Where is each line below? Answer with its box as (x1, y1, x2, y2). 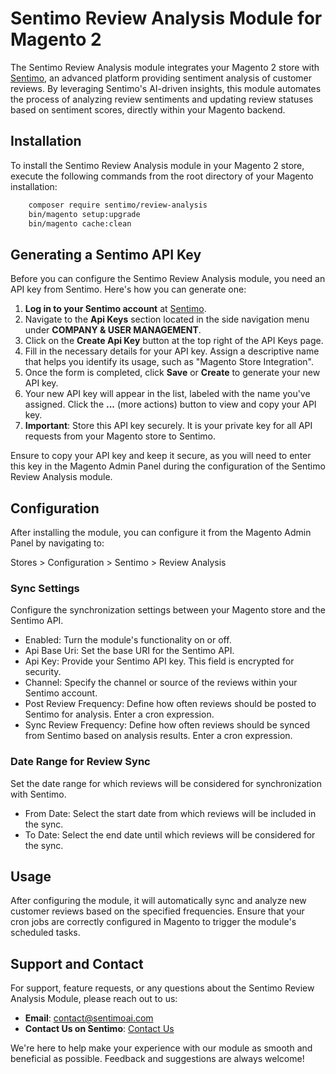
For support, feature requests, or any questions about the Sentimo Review (10, 982, 315, 994)
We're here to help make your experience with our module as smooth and (10, 1042, 313, 1054)
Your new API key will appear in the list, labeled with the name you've (24, 388, 311, 400)
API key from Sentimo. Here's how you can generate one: (10, 283, 247, 296)
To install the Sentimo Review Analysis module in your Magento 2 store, (10, 159, 305, 171)
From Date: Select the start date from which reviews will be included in (24, 807, 317, 819)
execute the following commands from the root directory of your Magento (10, 170, 314, 182)
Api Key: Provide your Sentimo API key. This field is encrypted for (24, 655, 295, 667)
